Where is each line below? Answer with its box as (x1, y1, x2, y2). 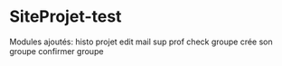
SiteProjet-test (9, 6, 122, 27)
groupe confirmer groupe (9, 45, 104, 56)
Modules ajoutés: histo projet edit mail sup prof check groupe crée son (9, 36, 273, 47)
